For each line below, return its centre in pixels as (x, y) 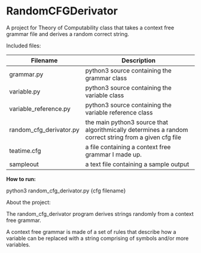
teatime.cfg (25, 150)
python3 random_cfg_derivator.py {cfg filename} (66, 191)
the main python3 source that (127, 122)
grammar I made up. (114, 154)
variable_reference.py (40, 109)
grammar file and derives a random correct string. (68, 34)
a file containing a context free (128, 147)
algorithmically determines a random (137, 129)
